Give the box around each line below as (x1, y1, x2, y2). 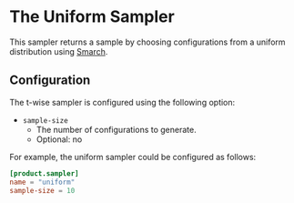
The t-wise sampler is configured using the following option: (9, 96, 236, 107)
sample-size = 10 (9, 186, 76, 195)
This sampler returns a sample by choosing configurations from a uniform (9, 36, 286, 47)
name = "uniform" (9, 178, 76, 187)
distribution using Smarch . (9, 46, 108, 56)
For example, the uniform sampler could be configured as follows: (9, 151, 257, 162)
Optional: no (35, 134, 83, 145)
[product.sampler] (9, 168, 79, 178)
